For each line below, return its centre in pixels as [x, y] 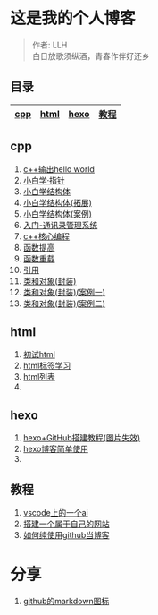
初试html [39, 354]
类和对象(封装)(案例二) [64, 303]
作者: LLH [50, 45]
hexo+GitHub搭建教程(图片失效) [82, 438]
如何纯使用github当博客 [66, 535]
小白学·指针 [44, 180]
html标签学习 [47, 366]
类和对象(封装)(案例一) [64, 292]
